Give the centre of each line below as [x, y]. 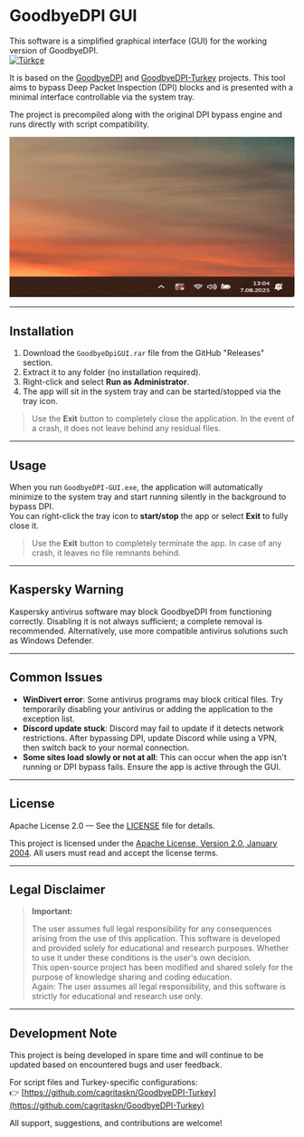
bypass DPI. [32, 506]
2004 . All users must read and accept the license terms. [114, 853]
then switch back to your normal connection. [106, 747]
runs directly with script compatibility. [80, 124]
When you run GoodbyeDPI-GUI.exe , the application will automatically [136, 487]
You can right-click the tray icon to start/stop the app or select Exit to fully [149, 516]
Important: [52, 911]
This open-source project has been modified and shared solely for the [162, 968]
